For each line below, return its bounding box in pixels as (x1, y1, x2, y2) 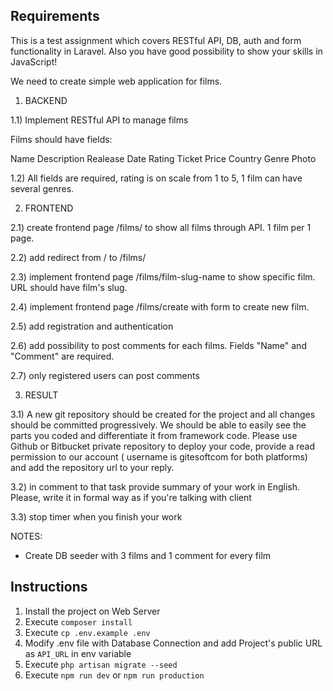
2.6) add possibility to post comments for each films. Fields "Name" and (10, 339, 307, 351)
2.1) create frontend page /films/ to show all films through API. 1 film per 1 (10, 221, 312, 233)
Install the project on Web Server (24, 605, 161, 617)
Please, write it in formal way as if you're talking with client (10, 491, 252, 503)
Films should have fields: (10, 133, 113, 145)
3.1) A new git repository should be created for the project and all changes (10, 408, 316, 420)
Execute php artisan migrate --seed (24, 658, 178, 670)
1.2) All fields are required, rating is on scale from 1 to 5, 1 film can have (10, 172, 303, 184)
